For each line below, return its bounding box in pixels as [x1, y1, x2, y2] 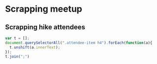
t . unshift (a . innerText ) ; [9, 45, 60, 50]
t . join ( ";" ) [5, 54, 29, 59]
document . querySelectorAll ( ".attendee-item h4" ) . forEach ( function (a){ [5, 40, 153, 45]
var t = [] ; [5, 36, 29, 41]
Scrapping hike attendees [5, 23, 85, 31]
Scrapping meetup [5, 3, 82, 15]
